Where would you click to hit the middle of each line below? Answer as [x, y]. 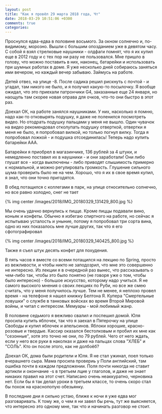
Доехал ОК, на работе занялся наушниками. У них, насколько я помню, [79, 111]
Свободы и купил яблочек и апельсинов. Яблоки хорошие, [66, 326]
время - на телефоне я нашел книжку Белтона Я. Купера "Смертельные [80, 296]
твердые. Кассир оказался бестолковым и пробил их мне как [91, 331]
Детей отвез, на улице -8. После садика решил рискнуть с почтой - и [77, 82]
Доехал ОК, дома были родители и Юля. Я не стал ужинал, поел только [79, 356]
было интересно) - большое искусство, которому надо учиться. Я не [77, 280]
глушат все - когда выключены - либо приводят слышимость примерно [80, 162]
